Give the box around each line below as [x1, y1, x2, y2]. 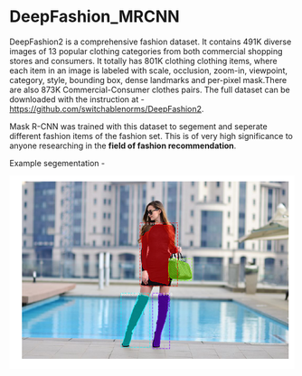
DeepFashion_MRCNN [9, 6, 180, 27]
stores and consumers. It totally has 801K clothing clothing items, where [9, 55, 278, 66]
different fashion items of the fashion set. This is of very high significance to [9, 130, 294, 141]
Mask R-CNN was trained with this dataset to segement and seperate [9, 120, 269, 132]
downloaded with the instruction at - [9, 93, 145, 105]
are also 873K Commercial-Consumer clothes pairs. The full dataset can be [9, 84, 291, 95]
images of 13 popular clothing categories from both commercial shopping [9, 45, 283, 56]
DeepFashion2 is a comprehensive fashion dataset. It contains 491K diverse [9, 36, 292, 47]
